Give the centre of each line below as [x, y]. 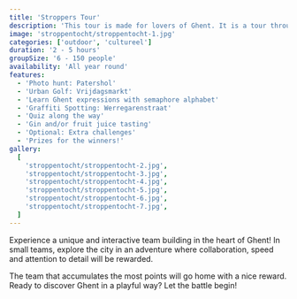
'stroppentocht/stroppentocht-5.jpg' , [96, 190]
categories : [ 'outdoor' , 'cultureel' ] [80, 42]
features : [27, 75]
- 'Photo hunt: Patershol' [67, 83]
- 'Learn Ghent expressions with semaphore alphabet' [118, 100]
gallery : [25, 149]
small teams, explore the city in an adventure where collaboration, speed [141, 249]
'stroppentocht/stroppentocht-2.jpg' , [96, 165]
